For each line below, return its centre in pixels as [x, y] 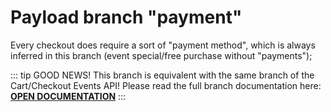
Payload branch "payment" [126, 17]
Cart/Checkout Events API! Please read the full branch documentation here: [166, 85]
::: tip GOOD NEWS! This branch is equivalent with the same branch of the [162, 75]
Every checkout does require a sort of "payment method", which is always [163, 45]
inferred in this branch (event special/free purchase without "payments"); [161, 55]
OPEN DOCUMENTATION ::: [68, 96]
